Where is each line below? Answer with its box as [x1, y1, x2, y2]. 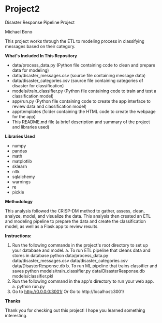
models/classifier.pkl [12, 273, 54, 279]
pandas [12, 148, 28, 154]
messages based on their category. [5, 43, 76, 49]
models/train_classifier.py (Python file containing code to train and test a [12, 88, 157, 94]
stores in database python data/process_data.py [12, 252, 109, 258]
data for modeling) [12, 67, 49, 73]
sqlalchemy [12, 174, 35, 179]
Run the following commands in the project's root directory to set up [12, 242, 148, 248]
